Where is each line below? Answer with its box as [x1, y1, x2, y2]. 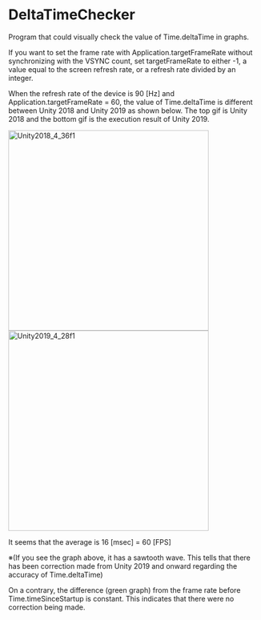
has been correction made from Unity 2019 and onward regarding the [8, 561, 238, 570]
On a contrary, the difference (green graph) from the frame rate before [8, 585, 241, 594]
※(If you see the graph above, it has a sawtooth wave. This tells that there [8, 553, 251, 562]
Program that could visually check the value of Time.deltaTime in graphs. [8, 32, 250, 42]
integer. [8, 73, 34, 83]
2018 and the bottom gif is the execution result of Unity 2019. [8, 114, 210, 123]
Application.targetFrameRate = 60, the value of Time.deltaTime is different [8, 97, 253, 107]
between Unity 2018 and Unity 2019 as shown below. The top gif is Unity [8, 106, 248, 115]
